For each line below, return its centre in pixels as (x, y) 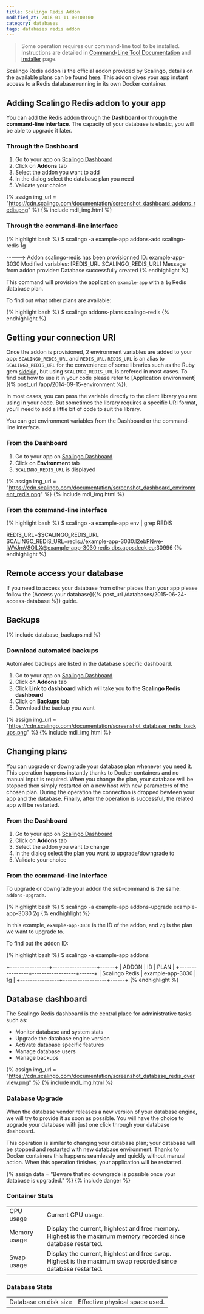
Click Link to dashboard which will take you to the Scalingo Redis (97, 688)
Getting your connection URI (61, 338)
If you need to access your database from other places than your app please (102, 588)
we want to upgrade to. (36, 932)
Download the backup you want (55, 707)
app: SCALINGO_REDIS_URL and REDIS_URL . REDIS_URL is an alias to (86, 359)
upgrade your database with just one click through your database (88, 1124)
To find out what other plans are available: (59, 300)
